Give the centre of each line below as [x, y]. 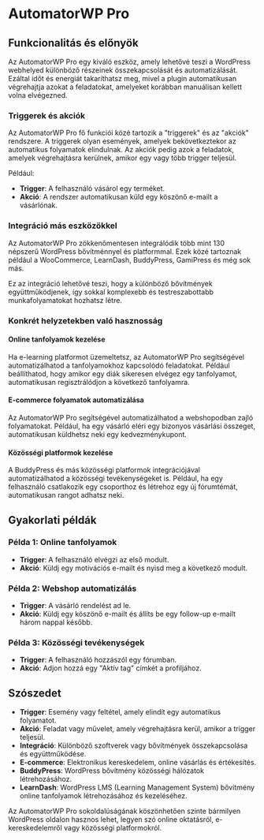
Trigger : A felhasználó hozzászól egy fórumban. [98, 660]
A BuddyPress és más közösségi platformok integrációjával [104, 470]
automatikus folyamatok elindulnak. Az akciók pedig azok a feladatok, [121, 150]
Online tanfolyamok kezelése [57, 339]
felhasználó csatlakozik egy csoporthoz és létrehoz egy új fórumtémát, [123, 487]
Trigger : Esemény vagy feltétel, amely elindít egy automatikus [120, 712]
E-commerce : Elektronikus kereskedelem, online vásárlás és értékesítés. [138, 763]
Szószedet [35, 693]
